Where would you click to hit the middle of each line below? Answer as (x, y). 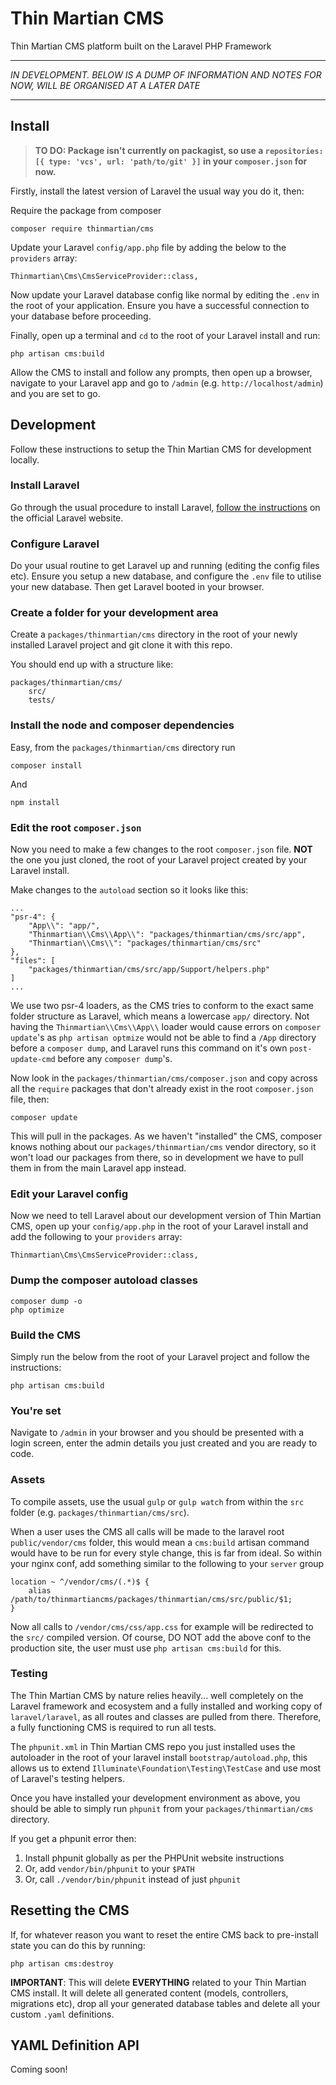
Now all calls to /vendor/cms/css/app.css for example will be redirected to (162, 1626)
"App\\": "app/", (64, 926)
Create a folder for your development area (114, 613)
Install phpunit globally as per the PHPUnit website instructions (154, 1858)
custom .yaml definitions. (62, 2014)
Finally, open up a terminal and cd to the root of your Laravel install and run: (165, 335)
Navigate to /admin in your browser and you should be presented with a (157, 1433)
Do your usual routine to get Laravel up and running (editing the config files (165, 566)
